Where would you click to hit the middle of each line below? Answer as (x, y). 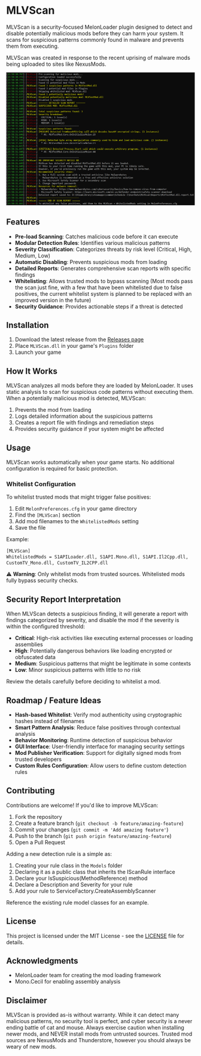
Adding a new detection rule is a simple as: (59, 854)
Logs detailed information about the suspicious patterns (84, 416)
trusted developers (38, 759)
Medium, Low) (33, 256)
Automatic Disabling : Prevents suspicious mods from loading (91, 262)
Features (23, 222)
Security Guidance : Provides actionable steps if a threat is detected (99, 307)
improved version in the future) (53, 300)
